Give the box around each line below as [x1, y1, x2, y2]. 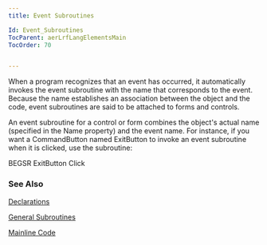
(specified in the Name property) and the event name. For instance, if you [8, 126, 249, 136]
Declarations [8, 196, 50, 206]
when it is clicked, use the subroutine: [8, 143, 133, 152]
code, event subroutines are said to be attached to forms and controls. [8, 102, 240, 112]
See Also [8, 179, 44, 190]
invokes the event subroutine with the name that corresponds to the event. [8, 85, 253, 95]
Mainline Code [8, 227, 56, 237]
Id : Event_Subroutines [8, 26, 84, 34]
